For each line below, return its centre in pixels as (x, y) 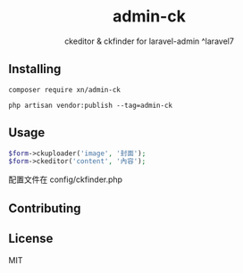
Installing (35, 69)
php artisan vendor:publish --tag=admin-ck (91, 105)
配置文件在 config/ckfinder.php (65, 179)
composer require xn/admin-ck (65, 90)
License (31, 239)
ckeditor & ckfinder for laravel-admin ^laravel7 (149, 41)
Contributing (45, 208)
